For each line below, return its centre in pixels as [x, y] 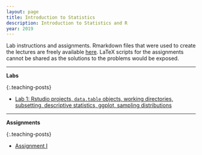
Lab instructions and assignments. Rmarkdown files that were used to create [101, 46]
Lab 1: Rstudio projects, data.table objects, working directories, [94, 99]
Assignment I [31, 146]
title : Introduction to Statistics [51, 17]
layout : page [23, 12]
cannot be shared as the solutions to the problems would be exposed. [93, 58]
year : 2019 [20, 29]
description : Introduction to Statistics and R [67, 23]
